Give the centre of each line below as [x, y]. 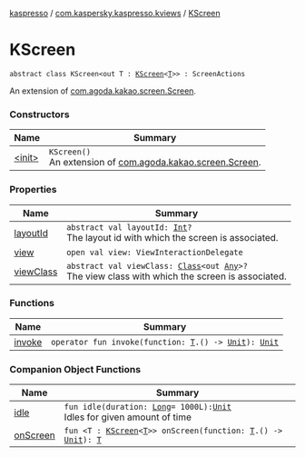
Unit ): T [83, 440]
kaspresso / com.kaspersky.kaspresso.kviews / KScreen [115, 13]
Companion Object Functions [75, 369]
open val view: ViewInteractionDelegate [155, 252]
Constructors [39, 114]
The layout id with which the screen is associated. [172, 237]
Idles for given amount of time [128, 417]
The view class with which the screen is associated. [177, 276]
